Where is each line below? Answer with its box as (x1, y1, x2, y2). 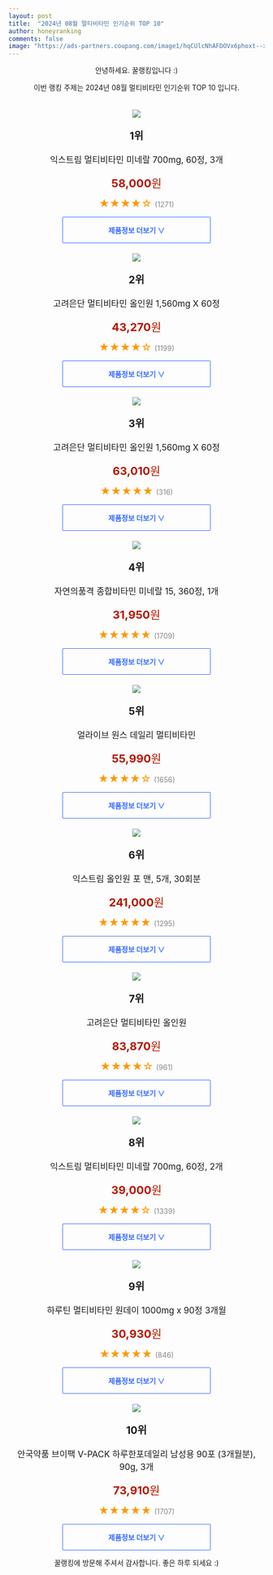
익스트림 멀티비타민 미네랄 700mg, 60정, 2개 (50, 1161, 223, 1173)
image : (8, 42, 31, 50)
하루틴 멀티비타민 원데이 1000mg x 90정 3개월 (46, 1305, 227, 1316)
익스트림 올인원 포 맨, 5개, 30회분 (71, 873, 201, 885)
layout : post (8, 11, 53, 20)
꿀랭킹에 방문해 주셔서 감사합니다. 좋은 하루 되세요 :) (54, 1558, 219, 1568)
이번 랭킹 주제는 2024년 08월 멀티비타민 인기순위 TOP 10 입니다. (33, 83, 240, 93)
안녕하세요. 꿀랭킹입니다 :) (94, 66, 179, 76)
